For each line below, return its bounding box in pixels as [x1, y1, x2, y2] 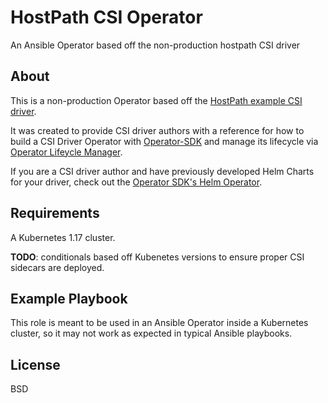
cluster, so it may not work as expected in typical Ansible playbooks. [10, 327, 293, 340]
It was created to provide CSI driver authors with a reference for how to [10, 124, 305, 136]
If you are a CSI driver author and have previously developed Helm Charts [10, 165, 315, 177]
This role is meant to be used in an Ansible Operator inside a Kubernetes [10, 317, 309, 329]
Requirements [10, 205, 100, 222]
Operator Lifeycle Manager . [10, 146, 123, 158]
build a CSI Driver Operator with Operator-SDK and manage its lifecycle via [10, 135, 319, 147]
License [10, 356, 61, 373]
